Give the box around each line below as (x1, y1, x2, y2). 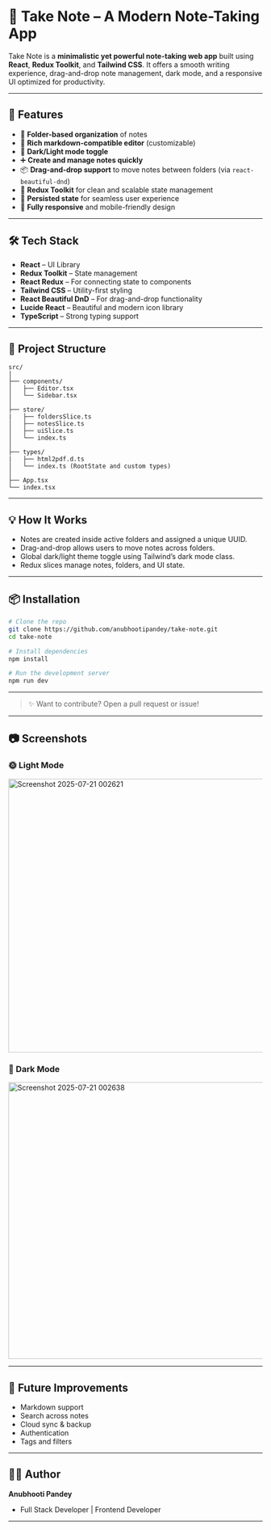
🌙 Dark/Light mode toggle (19, 146, 109, 156)
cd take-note (8, 633, 52, 641)
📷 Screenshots (8, 731, 87, 746)
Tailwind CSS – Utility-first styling (19, 285, 133, 295)
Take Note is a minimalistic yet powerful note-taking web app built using (8, 51, 254, 61)
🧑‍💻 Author (8, 1468, 61, 1482)
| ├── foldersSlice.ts (8, 413, 92, 421)
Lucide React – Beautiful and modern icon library (19, 302, 184, 312)
